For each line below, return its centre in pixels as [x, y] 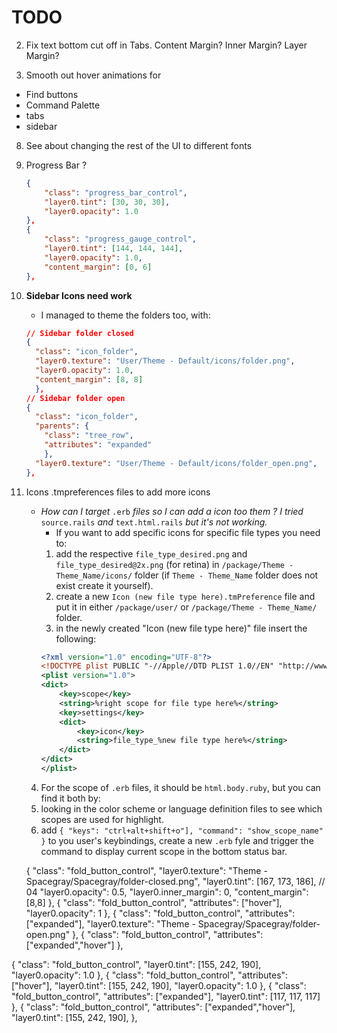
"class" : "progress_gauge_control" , [120, 239]
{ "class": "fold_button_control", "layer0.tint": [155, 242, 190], [136, 964]
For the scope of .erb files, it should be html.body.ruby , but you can [180, 787]
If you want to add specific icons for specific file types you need [188, 532]
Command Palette [63, 105]
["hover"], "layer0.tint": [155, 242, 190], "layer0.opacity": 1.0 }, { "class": [159, 985]
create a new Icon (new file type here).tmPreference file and [185, 596]
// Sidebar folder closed [79, 333]
